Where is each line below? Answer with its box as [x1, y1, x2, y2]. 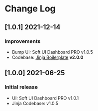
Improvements [4, 38, 41, 45]
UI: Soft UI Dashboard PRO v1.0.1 [11, 95, 79, 101]
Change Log [4, 3, 56, 14]
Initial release [4, 84, 38, 91]
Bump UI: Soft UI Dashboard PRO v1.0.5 [11, 49, 93, 55]
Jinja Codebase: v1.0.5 [11, 100, 58, 106]
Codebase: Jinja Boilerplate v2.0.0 [11, 54, 84, 60]
